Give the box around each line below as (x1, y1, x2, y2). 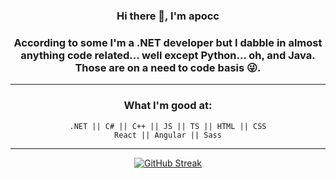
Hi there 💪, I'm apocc (116, 9, 220, 23)
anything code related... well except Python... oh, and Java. (20, 48, 316, 62)
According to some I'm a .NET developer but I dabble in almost (13, 35, 323, 49)
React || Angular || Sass (114, 130, 222, 140)
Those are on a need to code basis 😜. (74, 60, 262, 74)
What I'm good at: (123, 99, 213, 113)
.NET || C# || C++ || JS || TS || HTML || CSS (69, 121, 267, 131)
